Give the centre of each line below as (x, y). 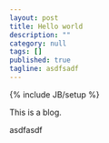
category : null (38, 43)
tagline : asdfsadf (44, 69)
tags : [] (26, 52)
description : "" (40, 35)
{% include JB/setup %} (54, 94)
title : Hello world (46, 26)
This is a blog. (35, 112)
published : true (40, 60)
